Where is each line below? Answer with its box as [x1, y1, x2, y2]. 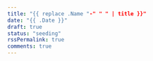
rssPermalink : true [7, 36, 65, 43]
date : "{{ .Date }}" [7, 17, 68, 24]
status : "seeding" [7, 29, 61, 37]
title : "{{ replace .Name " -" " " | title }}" [7, 10, 147, 18]
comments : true [7, 43, 52, 50]
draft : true [7, 23, 42, 30]
